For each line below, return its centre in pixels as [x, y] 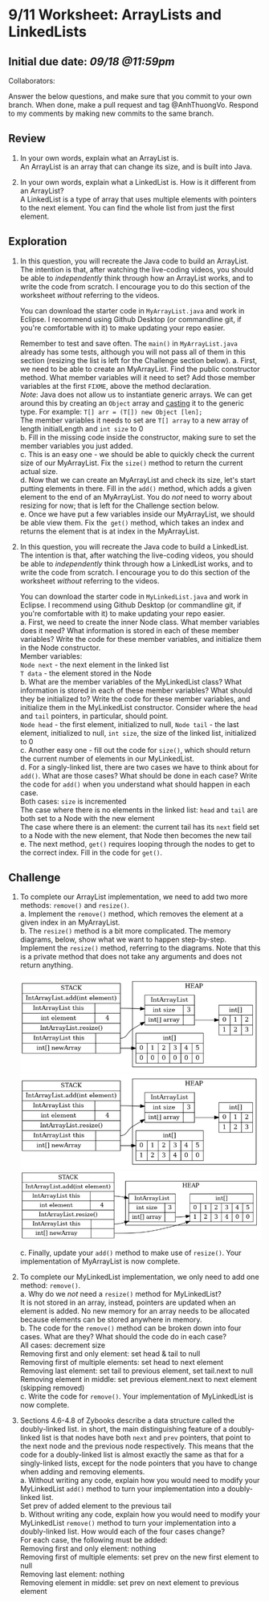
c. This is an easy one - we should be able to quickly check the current [137, 454]
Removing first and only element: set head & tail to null [110, 1354]
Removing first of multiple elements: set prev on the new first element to [139, 1557]
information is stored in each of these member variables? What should [136, 690]
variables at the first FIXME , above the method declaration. [115, 386]
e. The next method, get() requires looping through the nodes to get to [137, 844]
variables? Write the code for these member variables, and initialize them [141, 639]
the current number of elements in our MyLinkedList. [107, 758]
